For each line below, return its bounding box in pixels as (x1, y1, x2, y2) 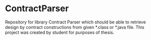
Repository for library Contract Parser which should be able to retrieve (5, 19, 146, 25)
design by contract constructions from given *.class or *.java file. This (5, 24, 145, 30)
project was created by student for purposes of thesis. (5, 29, 114, 35)
